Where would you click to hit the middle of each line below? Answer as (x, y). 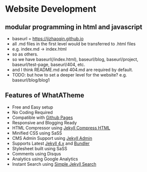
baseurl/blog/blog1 (31, 80)
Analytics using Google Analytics (45, 159)
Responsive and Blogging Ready (44, 122)
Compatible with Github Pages (42, 117)
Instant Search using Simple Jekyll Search (54, 164)
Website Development (51, 9)
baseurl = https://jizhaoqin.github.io (48, 38)
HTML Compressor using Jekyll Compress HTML (61, 128)
